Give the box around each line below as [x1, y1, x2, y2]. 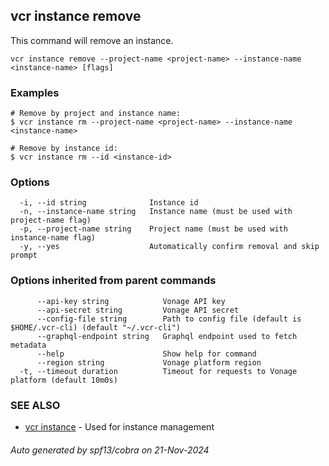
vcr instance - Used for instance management [24, 421, 215, 433]
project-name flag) [10, 215, 92, 226]
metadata [10, 340, 47, 350]
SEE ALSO [10, 398, 61, 412]
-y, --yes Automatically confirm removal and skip [19, 242, 320, 252]
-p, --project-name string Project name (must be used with [19, 224, 288, 234]
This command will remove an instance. [10, 34, 174, 46]
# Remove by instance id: [10, 144, 118, 154]
